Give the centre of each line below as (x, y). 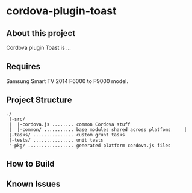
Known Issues (33, 184)
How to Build (31, 164)
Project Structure (39, 100)
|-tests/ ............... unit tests (56, 140)
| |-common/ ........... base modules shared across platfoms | (98, 130)
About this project (41, 33)
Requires (23, 66)
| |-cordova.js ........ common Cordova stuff (70, 124)
